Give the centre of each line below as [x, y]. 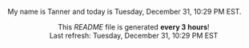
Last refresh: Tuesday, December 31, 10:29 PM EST [134, 36]
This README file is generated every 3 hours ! [134, 27]
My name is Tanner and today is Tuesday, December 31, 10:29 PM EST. [124, 12]
